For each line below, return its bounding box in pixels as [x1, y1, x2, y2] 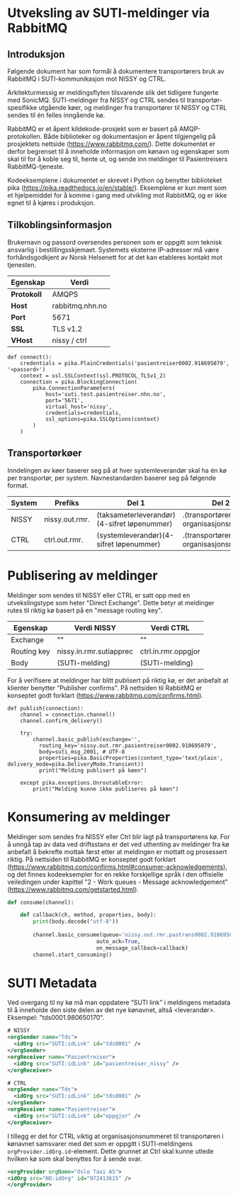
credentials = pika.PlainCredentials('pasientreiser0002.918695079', [20, 359, 230, 366]
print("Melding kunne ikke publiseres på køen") [33, 785, 179, 792]
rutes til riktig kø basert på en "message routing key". [7, 606, 163, 615]
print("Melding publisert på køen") [38, 767, 147, 774]
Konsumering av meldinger [7, 809, 171, 825]
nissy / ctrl [52, 335, 87, 345]
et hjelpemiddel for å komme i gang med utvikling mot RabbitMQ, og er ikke [7, 191, 227, 199]
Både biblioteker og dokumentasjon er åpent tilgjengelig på [43, 133, 216, 140]
